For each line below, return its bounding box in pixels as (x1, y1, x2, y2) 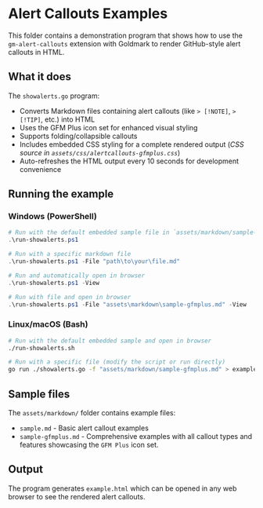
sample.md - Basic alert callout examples (19, 423, 149, 433)
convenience (19, 164, 62, 174)
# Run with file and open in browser (8, 293, 131, 301)
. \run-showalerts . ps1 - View (8, 279, 100, 287)
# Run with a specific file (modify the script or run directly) (8, 358, 225, 366)
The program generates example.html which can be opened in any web (8, 484, 237, 493)
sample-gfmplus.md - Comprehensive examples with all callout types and (19, 432, 253, 441)
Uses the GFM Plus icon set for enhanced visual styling (19, 122, 198, 132)
